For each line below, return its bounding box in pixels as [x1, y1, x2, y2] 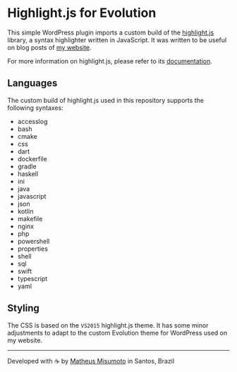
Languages [7, 77, 58, 89]
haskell [17, 169, 39, 178]
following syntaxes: [7, 104, 63, 112]
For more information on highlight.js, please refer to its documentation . [7, 56, 213, 65]
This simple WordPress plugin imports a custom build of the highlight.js [7, 28, 214, 37]
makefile [17, 214, 43, 223]
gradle [17, 162, 37, 170]
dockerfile [17, 154, 47, 163]
